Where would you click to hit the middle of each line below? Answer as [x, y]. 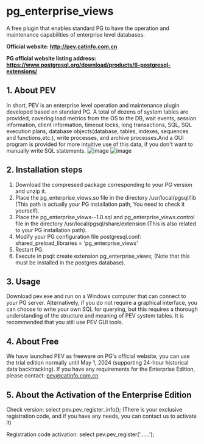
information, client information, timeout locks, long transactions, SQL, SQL [99, 125]
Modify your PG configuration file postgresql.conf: [78, 236]
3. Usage [23, 281]
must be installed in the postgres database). [70, 262]
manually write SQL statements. [46, 150]
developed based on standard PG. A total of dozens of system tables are [97, 112]
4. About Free [33, 341]
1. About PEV [31, 91]
